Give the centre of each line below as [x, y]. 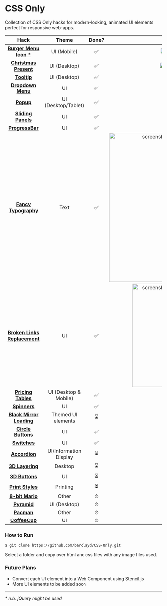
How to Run [19, 535]
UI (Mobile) [65, 51]
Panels [24, 120]
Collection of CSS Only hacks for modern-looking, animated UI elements [79, 22]
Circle [24, 429]
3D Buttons [23, 477]
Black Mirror [24, 414]
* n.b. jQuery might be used [34, 598]
